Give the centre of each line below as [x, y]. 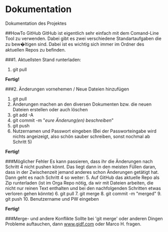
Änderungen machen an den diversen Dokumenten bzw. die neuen [82, 104]
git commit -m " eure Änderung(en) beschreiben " [63, 120]
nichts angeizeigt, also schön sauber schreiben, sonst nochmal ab [81, 136]
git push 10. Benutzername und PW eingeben [52, 199]
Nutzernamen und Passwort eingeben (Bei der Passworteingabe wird [85, 131]
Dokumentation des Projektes [36, 23]
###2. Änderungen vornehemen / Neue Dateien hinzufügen [67, 89]
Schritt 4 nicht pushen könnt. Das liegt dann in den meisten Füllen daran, [81, 167]
